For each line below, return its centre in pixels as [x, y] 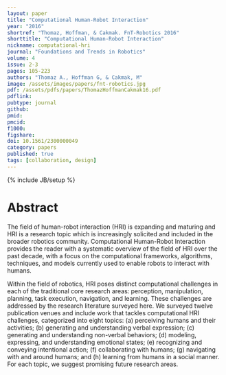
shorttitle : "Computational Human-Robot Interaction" [86, 39]
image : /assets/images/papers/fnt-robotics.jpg [77, 84]
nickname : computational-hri [49, 45]
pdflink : [20, 97]
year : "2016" [26, 26]
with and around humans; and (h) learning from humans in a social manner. [113, 356]
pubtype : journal [32, 103]
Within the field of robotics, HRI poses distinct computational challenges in [113, 284]
